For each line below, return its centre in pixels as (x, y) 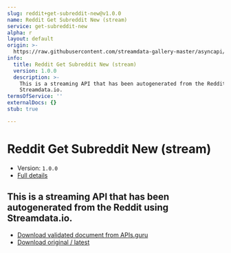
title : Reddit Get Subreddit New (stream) (75, 64)
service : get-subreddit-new (47, 26)
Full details (32, 175)
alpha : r (20, 33)
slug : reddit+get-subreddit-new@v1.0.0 (64, 13)
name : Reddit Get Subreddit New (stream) (67, 20)
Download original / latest (53, 242)
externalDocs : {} (32, 103)
